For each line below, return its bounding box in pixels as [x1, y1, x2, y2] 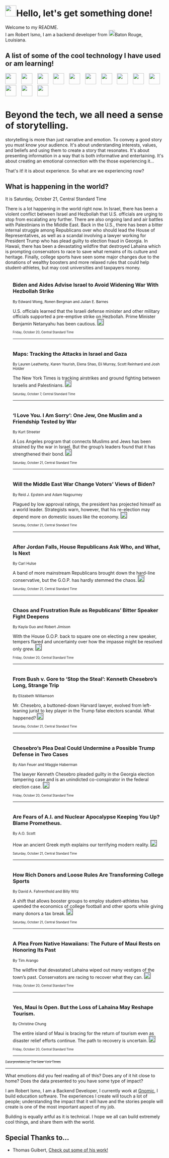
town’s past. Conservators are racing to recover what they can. [12, 974, 143, 980]
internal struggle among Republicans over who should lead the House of [5, 227, 155, 233]
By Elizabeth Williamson [12, 693, 54, 698]
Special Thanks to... [5, 1133, 69, 1142]
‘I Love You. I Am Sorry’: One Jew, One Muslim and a [12, 412, 142, 419]
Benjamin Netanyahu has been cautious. [12, 320, 97, 326]
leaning [12, 707, 28, 713]
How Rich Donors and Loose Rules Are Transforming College [12, 871, 164, 878]
